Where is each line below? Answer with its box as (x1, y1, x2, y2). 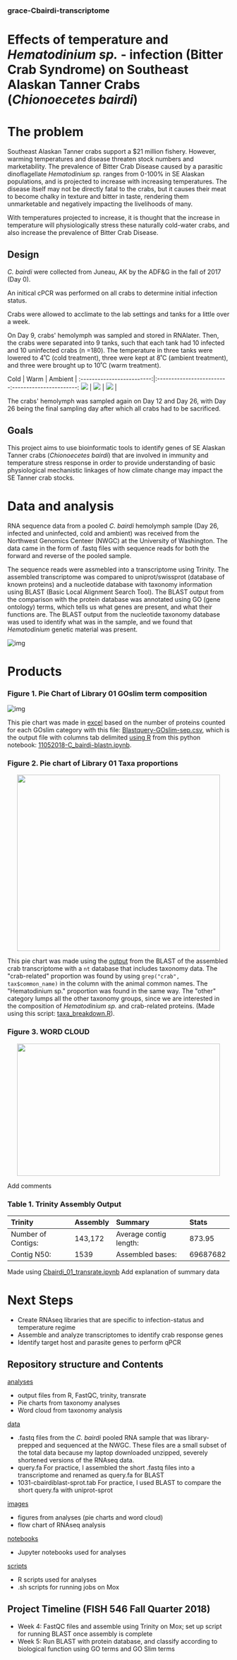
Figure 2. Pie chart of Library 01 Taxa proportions (7, 758, 178, 768)
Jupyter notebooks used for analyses (17, 1548, 126, 1556)
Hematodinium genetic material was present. (7, 625, 138, 634)
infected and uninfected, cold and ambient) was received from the (7, 528, 200, 538)
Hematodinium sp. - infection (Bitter (7, 47, 224, 63)
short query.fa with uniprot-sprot (17, 1486, 113, 1494)
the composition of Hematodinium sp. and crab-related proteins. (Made (7, 1002, 215, 1010)
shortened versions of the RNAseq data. (17, 1455, 135, 1464)
